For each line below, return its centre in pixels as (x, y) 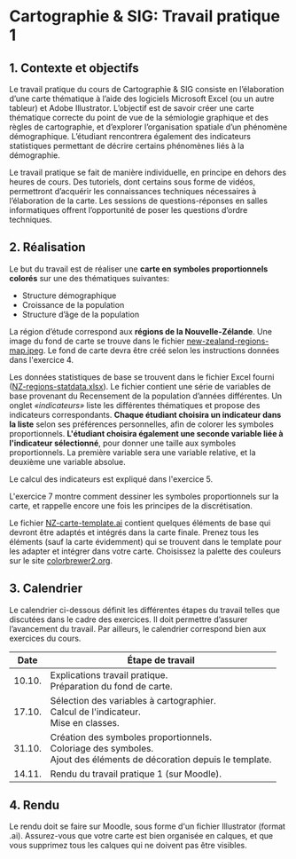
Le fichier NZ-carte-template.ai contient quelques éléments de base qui (140, 523)
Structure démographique (69, 296)
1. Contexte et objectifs (74, 68)
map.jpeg (27, 350)
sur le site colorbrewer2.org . (61, 560)
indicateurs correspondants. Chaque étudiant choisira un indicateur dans (145, 414)
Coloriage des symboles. (101, 748)
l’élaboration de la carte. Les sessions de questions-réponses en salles (139, 201)
